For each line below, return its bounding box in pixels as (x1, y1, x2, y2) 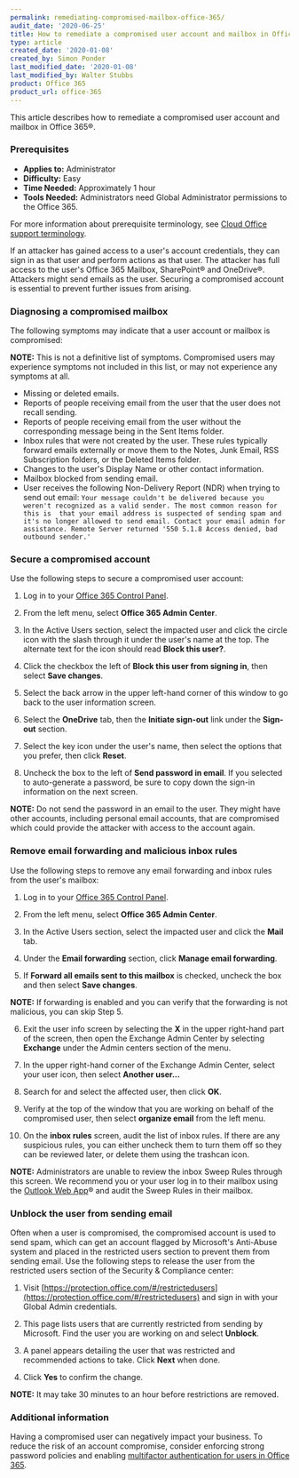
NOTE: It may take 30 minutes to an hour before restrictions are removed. (10, 1388, 279, 1400)
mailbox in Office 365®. (10, 121, 96, 132)
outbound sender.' (22, 532, 91, 542)
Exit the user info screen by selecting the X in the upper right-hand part (22, 1023, 285, 1034)
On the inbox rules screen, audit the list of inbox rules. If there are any (22, 1130, 280, 1140)
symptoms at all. (10, 371, 70, 382)
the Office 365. (22, 201, 79, 212)
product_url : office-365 (10, 87, 102, 96)
